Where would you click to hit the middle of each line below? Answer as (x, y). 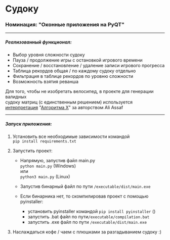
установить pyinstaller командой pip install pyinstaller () (92, 211)
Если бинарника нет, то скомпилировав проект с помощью (84, 196)
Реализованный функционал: (38, 42)
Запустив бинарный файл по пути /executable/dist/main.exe (85, 186)
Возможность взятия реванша (46, 82)
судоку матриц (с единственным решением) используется (69, 102)
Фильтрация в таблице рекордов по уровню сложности (73, 76)
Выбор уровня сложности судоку (49, 55)
